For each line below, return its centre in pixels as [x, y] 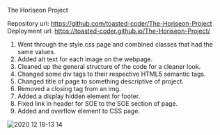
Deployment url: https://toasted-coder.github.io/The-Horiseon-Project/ [109, 31]
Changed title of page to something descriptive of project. [101, 81]
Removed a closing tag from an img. [69, 89]
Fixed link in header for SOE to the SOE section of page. [97, 103]
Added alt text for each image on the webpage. [85, 59]
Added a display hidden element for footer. [79, 96]
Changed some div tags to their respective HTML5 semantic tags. [112, 74]
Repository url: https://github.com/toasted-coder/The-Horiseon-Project [110, 23]
